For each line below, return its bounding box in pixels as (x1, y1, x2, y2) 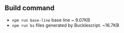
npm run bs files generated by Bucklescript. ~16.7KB (11, 22, 119, 28)
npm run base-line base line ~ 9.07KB (11, 17, 90, 23)
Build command (4, 4, 54, 12)
